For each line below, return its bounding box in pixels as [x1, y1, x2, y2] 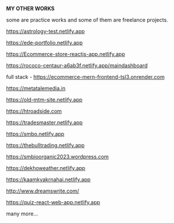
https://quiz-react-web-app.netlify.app [6, 199, 100, 205]
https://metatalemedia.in [6, 85, 66, 92]
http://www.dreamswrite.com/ [6, 188, 80, 194]
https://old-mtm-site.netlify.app [6, 96, 83, 103]
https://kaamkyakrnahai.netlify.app [6, 176, 91, 183]
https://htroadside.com [6, 108, 62, 114]
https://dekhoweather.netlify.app [6, 165, 86, 171]
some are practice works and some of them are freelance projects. [6, 16, 169, 23]
